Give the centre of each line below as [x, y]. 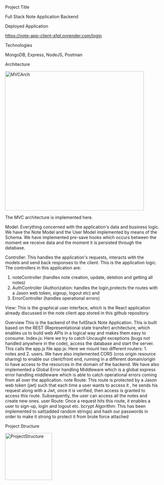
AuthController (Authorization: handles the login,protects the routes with [85, 288]
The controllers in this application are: [43, 268]
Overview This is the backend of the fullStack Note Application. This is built [81, 322]
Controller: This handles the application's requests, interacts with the [75, 257]
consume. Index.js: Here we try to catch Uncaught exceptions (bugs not [78, 338]
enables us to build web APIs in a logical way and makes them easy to [76, 333]
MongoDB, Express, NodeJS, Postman [44, 55]
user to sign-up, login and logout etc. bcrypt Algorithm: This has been [75, 406]
